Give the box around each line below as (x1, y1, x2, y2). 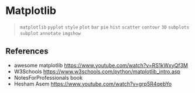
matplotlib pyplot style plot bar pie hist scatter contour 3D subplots (19, 24, 190, 30)
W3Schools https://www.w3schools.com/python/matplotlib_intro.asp (13, 68, 181, 75)
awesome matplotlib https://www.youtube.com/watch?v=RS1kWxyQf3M (13, 62, 189, 69)
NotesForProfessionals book (13, 74, 83, 81)
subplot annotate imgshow (19, 30, 81, 36)
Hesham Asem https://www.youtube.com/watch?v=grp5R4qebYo (13, 80, 172, 87)
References (5, 46, 49, 56)
